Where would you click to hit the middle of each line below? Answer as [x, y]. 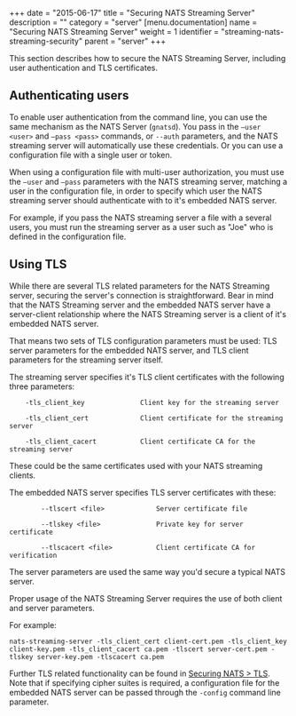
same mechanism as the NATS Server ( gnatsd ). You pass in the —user [135, 126]
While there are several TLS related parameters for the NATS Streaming [140, 286]
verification [33, 555]
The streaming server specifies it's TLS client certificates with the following [147, 377]
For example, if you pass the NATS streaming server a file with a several [140, 218]
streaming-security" [46, 41]
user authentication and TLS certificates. [83, 68]
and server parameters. [52, 608]
